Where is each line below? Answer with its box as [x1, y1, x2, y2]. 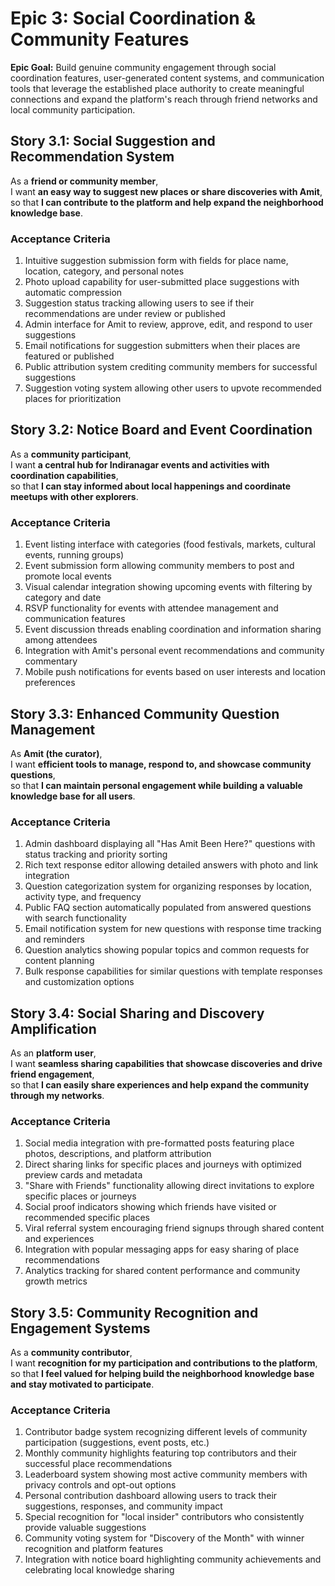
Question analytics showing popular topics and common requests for [24, 944, 310, 956]
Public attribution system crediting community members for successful [24, 361, 318, 373]
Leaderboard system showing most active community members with [24, 1468, 308, 1481]
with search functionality [24, 912, 127, 924]
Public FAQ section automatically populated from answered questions [24, 902, 312, 914]
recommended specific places [24, 1212, 150, 1224]
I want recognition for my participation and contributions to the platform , [10, 1357, 318, 1369]
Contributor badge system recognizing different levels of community [24, 1426, 308, 1438]
